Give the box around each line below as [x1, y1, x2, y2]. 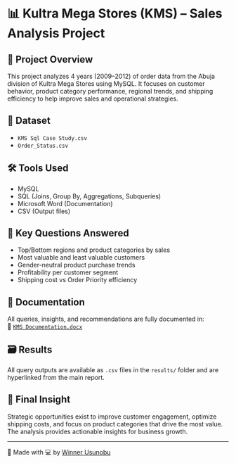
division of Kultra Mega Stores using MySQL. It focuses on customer [7, 80, 205, 88]
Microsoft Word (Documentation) [17, 199, 114, 208]
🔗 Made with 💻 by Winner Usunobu [7, 448, 111, 456]
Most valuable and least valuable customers [17, 253, 145, 262]
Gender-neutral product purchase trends [17, 261, 136, 269]
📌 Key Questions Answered [7, 227, 129, 239]
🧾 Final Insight [7, 393, 71, 405]
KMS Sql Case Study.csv [17, 134, 88, 141]
